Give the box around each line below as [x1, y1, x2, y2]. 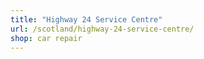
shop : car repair [10, 33, 83, 43]
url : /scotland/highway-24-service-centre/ [10, 24, 195, 34]
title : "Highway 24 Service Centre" [10, 14, 163, 25]
